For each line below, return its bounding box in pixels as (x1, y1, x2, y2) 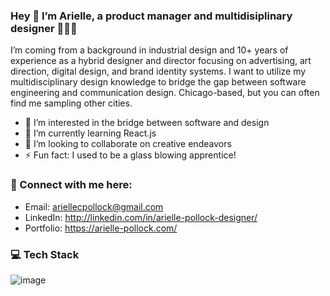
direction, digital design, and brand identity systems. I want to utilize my (10, 65, 307, 78)
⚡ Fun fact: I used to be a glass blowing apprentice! (24, 149, 237, 161)
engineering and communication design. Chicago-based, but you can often (10, 87, 320, 99)
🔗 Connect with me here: (10, 178, 133, 192)
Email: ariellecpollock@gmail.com (24, 200, 164, 213)
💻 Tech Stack (10, 247, 80, 261)
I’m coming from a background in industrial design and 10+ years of (10, 44, 289, 56)
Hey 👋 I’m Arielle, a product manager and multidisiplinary (10, 9, 293, 23)
